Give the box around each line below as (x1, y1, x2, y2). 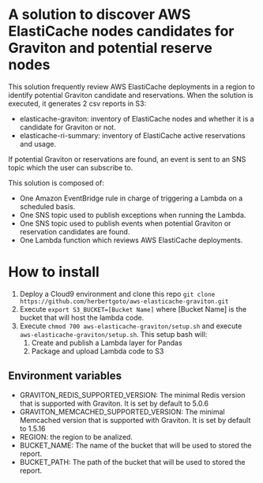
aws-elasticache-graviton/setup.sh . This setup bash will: (19, 329, 208, 339)
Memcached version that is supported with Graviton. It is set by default (19, 415, 251, 425)
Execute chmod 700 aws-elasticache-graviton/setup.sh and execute (19, 321, 242, 331)
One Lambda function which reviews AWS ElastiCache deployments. (19, 235, 243, 245)
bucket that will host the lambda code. (19, 313, 145, 322)
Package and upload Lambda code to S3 (31, 346, 164, 356)
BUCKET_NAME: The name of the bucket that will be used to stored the (19, 440, 252, 450)
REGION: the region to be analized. (19, 432, 133, 441)
